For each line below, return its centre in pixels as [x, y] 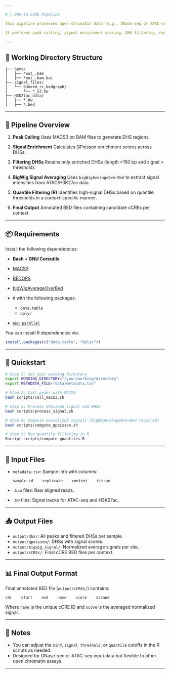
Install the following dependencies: [42, 249]
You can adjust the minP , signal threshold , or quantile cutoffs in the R [86, 645]
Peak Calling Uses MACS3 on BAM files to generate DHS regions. [81, 137]
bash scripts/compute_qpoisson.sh [42, 425]
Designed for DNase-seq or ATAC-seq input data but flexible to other [84, 656]
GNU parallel [26, 323]
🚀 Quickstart [25, 363]
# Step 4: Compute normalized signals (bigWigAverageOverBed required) [82, 420]
